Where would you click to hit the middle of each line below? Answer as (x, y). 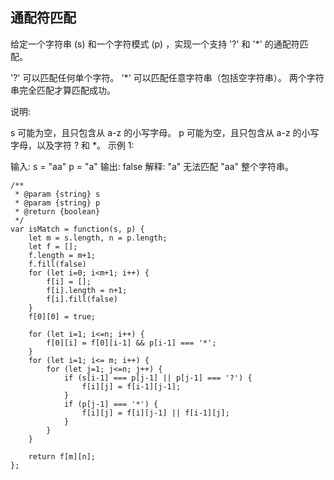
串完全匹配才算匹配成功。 (63, 90)
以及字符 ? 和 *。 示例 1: (85, 145)
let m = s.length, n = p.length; (98, 238)
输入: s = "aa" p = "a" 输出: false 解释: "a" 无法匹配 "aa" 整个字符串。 (152, 166)
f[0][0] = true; (62, 316)
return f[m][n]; (62, 456)
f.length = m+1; (62, 255)
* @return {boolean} (57, 211)
